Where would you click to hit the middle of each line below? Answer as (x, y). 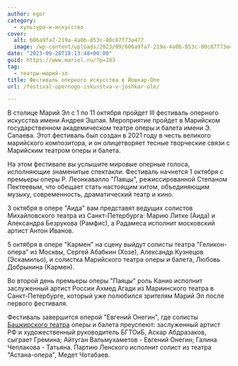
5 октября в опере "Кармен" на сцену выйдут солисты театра (101, 245)
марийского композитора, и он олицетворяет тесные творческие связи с (119, 143)
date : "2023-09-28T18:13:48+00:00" (60, 54)
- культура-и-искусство (49, 27)
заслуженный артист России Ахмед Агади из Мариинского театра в (111, 289)
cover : (17, 34)
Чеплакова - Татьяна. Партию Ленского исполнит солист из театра (109, 348)
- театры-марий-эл (41, 73)
